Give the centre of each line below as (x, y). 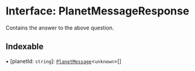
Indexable (25, 47)
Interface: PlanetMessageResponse (97, 11)
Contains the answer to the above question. (60, 28)
